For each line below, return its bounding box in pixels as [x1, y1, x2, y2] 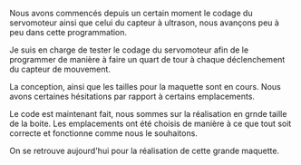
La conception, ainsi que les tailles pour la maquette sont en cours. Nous [9, 82, 281, 92]
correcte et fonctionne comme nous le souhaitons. [9, 128, 198, 139]
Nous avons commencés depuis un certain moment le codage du [9, 8, 253, 18]
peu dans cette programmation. [9, 27, 128, 37]
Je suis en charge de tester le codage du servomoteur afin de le [9, 44, 249, 55]
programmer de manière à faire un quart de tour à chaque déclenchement [9, 54, 286, 64]
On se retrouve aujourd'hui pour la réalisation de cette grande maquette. [9, 145, 279, 156]
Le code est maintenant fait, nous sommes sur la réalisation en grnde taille [9, 109, 287, 119]
